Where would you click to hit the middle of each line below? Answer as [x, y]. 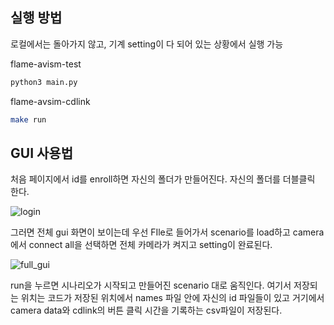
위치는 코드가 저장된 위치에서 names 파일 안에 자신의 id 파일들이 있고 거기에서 [172, 298]
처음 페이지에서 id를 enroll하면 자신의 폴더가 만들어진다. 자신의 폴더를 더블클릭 [163, 179]
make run [28, 119]
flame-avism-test [46, 64]
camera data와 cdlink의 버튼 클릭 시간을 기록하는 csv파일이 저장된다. [146, 310]
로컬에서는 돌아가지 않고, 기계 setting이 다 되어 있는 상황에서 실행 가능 [147, 44]
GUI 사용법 [41, 153]
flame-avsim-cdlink [50, 101]
